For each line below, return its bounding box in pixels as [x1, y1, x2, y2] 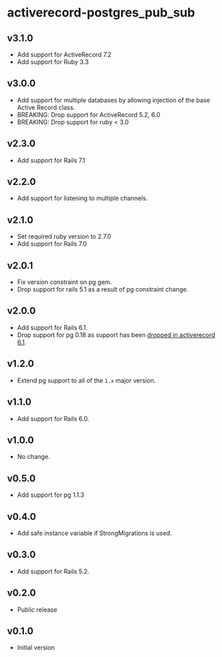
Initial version [16, 643, 55, 651]
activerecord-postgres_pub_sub [7, 5, 195, 21]
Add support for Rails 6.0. [16, 414, 90, 422]
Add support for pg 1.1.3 [16, 491, 84, 499]
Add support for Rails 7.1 [16, 156, 86, 164]
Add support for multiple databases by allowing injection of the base [16, 96, 210, 104]
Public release [16, 605, 58, 614]
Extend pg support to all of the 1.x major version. [16, 376, 156, 385]
